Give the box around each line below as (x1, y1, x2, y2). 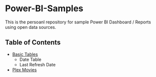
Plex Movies (12, 67, 37, 73)
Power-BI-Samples (5, 3, 84, 14)
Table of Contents (5, 38, 61, 47)
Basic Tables (12, 51, 38, 57)
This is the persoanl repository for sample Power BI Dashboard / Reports (5, 19, 151, 25)
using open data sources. (5, 24, 56, 30)
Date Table (19, 57, 42, 62)
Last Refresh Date (19, 61, 56, 67)
